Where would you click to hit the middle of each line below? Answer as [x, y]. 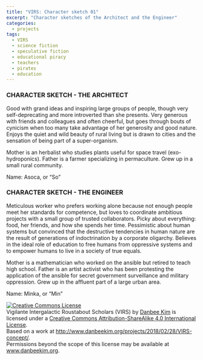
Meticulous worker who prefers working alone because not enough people [99, 205]
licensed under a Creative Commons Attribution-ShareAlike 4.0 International [101, 318]
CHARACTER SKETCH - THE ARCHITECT [67, 95]
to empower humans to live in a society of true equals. [74, 251]
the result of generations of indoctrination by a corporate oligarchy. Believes [101, 238]
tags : [13, 35]
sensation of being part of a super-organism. [62, 141]
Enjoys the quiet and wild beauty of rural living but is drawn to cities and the [101, 134]
